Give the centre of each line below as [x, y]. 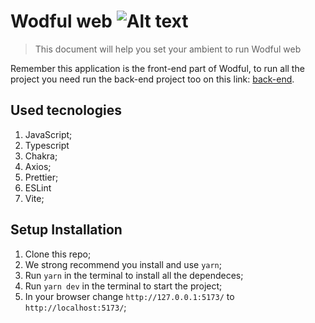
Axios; [38, 166]
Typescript [47, 145]
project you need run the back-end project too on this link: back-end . [152, 79]
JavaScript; [48, 134]
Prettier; [41, 177]
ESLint [38, 187]
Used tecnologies [66, 110]
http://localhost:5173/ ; [75, 307]
